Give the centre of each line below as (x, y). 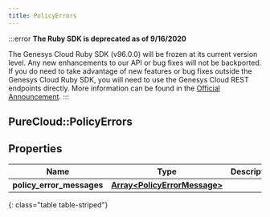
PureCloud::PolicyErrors (70, 122)
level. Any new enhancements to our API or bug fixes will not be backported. (135, 62)
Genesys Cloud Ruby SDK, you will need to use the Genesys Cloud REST (129, 79)
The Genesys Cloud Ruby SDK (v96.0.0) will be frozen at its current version (133, 54)
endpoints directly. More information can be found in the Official (115, 88)
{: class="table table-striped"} (58, 204)
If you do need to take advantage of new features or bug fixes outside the (130, 71)
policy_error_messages (58, 185)
